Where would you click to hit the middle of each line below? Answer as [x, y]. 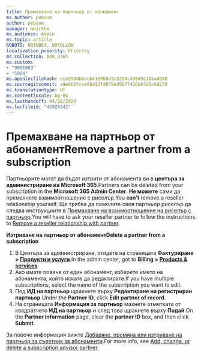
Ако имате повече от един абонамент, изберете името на [89, 272]
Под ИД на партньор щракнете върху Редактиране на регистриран [103, 291]
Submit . [25, 323]
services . [27, 266]
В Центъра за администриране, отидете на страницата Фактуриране [104, 253]
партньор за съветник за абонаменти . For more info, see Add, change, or [98, 341]
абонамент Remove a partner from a [98, 149]
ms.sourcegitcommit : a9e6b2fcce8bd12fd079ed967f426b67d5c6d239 [87, 85]
